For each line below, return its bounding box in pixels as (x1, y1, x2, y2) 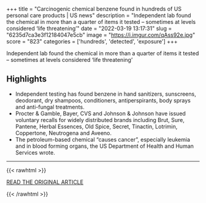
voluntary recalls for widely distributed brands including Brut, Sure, (15, 116, 185, 123)
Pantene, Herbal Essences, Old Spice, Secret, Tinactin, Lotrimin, (15, 123, 178, 130)
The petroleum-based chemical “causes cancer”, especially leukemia (15, 136, 191, 143)
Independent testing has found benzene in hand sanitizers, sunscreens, (15, 90, 196, 98)
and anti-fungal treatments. (15, 103, 85, 110)
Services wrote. (15, 148, 55, 156)
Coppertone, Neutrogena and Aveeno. (15, 129, 112, 137)
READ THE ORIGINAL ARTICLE (6, 178, 84, 186)
